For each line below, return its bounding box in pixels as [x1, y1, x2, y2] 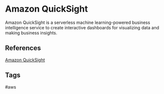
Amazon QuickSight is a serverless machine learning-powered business [5, 19, 150, 25]
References [5, 44, 41, 52]
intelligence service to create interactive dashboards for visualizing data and [5, 24, 159, 30]
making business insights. [5, 30, 57, 36]
